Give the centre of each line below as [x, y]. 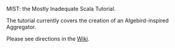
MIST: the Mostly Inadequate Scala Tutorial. [61, 9]
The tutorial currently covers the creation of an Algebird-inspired [87, 20]
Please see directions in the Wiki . [48, 39]
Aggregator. [21, 27]
